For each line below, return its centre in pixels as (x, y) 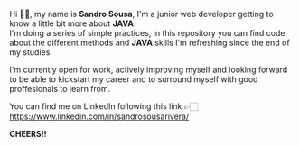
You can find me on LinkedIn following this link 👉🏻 (104, 106)
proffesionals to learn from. (60, 89)
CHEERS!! (28, 134)
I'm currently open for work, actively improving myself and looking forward (149, 69)
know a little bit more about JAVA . (73, 23)
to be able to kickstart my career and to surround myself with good (134, 79)
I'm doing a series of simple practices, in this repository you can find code (147, 33)
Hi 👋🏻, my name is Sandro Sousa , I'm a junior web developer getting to (141, 14)
